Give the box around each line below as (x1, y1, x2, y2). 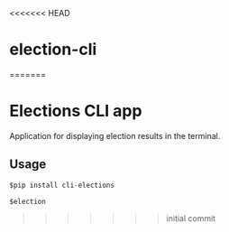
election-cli (9, 40, 97, 60)
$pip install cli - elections (9, 181, 115, 190)
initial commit (166, 213, 216, 224)
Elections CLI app (9, 101, 142, 121)
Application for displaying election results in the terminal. (9, 130, 221, 141)
